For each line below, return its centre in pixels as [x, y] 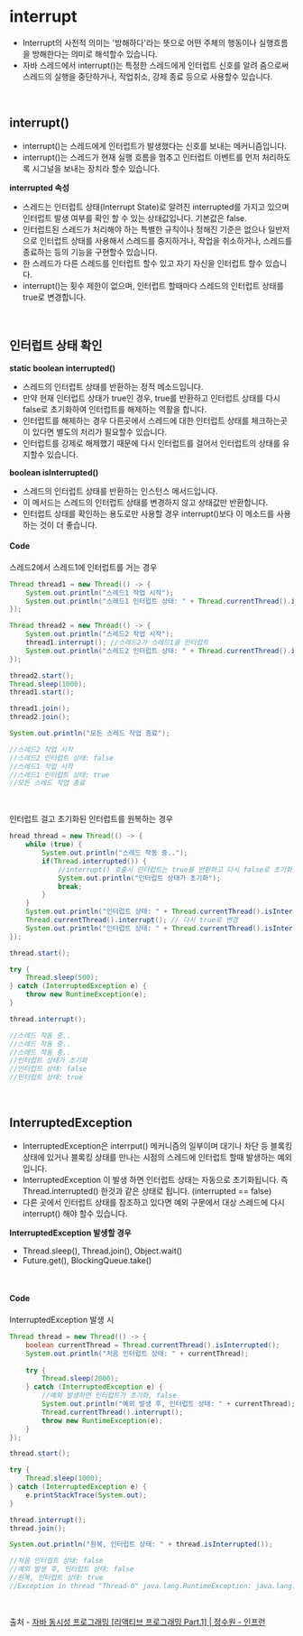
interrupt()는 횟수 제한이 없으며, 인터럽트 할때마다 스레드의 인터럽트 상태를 [153, 285]
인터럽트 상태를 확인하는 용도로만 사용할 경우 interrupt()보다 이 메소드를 [148, 513]
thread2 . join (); [40, 717]
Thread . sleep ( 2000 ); [80, 1379]
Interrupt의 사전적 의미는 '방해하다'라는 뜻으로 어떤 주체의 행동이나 [139, 42]
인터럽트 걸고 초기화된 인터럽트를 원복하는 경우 [92, 819]
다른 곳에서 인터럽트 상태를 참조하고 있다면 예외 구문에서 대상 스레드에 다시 [154, 1202]
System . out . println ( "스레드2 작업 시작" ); [100, 634]
